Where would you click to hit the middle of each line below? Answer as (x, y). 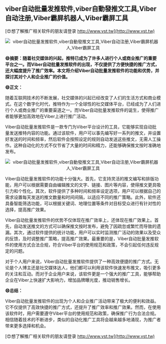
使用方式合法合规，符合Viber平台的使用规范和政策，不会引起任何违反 (84, 245)
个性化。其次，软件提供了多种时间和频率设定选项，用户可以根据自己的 (89, 191)
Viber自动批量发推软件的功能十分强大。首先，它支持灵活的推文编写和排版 (80, 178)
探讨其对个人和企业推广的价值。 (38, 77)
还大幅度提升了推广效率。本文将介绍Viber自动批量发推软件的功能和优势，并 (82, 70)
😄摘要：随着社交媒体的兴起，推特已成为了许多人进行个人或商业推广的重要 (81, 58)
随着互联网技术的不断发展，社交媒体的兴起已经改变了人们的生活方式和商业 (81, 97)
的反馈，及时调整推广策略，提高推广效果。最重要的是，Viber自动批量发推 (80, 238)
